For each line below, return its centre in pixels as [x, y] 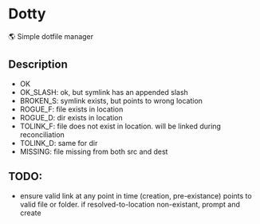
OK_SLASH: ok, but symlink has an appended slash [104, 92]
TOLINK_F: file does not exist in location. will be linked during [120, 126]
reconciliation [42, 134]
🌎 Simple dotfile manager [51, 36]
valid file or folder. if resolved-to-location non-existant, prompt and [130, 204]
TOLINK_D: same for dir [59, 143]
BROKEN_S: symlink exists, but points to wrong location [111, 100]
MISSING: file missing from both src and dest [94, 151]
